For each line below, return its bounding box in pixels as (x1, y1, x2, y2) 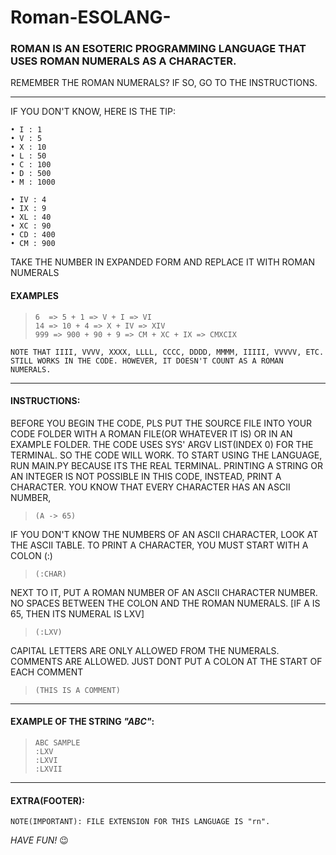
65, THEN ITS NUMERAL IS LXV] (10, 607, 145, 620)
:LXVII (34, 764, 63, 775)
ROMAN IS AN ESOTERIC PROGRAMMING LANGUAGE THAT (10, 42, 307, 56)
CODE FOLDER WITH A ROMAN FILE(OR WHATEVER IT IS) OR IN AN (10, 427, 293, 440)
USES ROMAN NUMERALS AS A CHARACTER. (10, 54, 237, 68)
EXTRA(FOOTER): (10, 794, 85, 806)
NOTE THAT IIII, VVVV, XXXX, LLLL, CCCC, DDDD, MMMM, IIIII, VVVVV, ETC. (10, 347, 325, 357)
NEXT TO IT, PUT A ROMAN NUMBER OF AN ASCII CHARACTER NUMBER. (10, 586, 318, 598)
